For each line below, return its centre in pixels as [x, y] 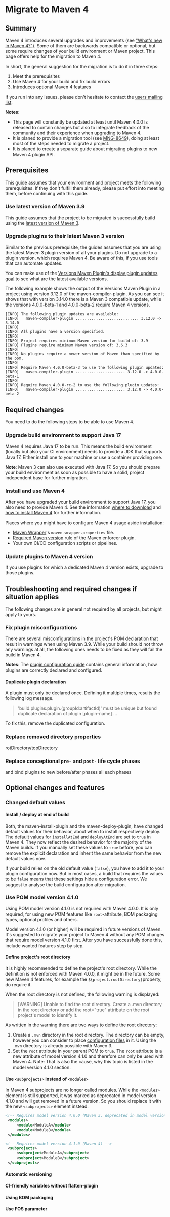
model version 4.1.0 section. [41, 1067]
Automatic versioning [29, 1174]
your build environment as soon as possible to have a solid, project [75, 472]
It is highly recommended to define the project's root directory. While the [81, 968]
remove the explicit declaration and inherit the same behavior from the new [83, 853]
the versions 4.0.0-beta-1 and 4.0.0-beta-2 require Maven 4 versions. [78, 305]
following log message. [29, 698]
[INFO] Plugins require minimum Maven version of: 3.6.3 [67, 345]
